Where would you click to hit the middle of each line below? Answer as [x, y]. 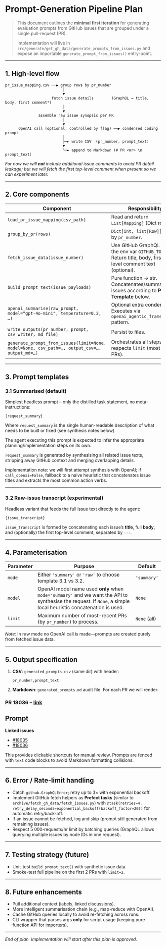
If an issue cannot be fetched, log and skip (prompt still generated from [85, 819]
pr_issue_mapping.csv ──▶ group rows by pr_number [58, 85]
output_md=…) [23, 353]
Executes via [126, 311]
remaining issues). [31, 824]
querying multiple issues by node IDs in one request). [66, 834]
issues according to [134, 290]
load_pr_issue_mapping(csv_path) [47, 220]
